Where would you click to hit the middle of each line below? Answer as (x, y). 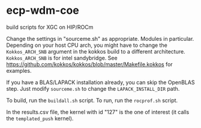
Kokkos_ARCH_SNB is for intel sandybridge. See (62, 58)
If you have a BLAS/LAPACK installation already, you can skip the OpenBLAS (100, 82)
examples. (19, 70)
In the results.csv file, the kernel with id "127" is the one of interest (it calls (98, 112)
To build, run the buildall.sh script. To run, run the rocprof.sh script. (92, 100)
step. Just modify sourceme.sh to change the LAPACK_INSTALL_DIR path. (93, 88)
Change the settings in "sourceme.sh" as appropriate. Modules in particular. (100, 38)
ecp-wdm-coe (43, 11)
